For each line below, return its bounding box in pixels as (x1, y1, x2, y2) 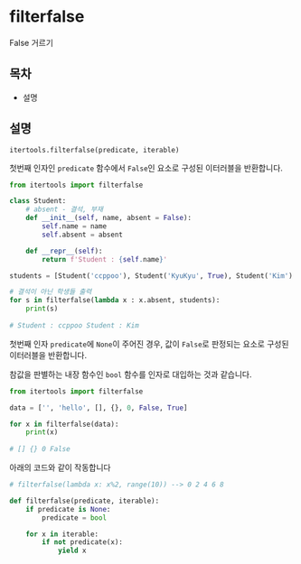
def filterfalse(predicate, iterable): (9, 496, 160, 505)
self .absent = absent (42, 230, 124, 239)
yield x (57, 546, 88, 556)
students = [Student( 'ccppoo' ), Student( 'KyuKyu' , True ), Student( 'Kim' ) (9, 271, 294, 281)
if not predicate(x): (42, 538, 124, 547)
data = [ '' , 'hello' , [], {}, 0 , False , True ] (9, 403, 188, 412)
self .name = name (42, 222, 107, 231)
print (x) (25, 428, 59, 437)
